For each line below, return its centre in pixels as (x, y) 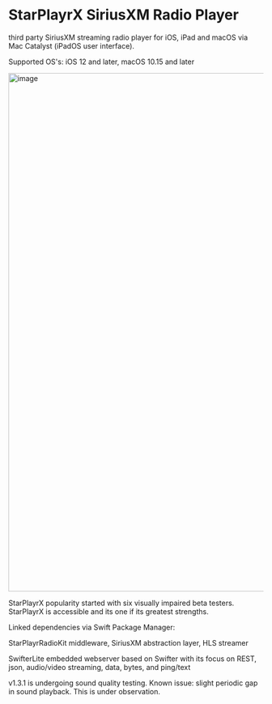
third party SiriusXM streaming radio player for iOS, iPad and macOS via (128, 37)
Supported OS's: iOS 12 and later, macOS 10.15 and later (102, 62)
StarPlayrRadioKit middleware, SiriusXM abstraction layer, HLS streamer (128, 642)
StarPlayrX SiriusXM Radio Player (123, 15)
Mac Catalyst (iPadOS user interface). (72, 45)
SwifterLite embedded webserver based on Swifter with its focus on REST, (133, 659)
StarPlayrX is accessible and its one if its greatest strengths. (108, 611)
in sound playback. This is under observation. (84, 691)
